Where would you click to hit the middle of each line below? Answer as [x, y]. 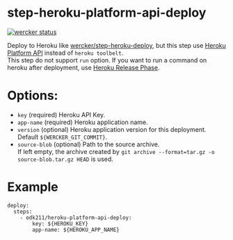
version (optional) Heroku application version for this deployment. [112, 129]
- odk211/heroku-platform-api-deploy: [76, 217]
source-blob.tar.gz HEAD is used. [65, 159]
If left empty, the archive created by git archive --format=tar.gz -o [116, 151]
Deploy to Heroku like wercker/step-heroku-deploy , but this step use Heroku [116, 45]
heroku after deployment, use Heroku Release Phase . [83, 67]
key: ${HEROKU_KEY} [61, 223]
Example [33, 187]
